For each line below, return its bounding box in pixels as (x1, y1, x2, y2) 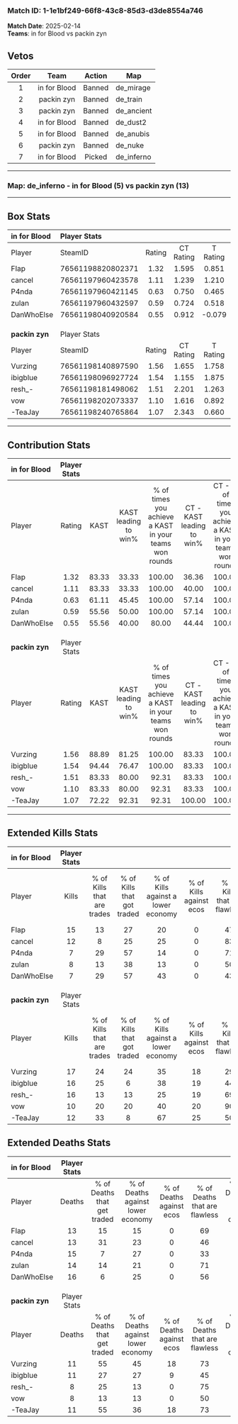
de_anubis (115, 129, 150, 139)
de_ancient (115, 106, 152, 116)
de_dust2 (115, 118, 147, 128)
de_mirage (115, 83, 151, 93)
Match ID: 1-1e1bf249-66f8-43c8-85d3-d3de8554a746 (7, 6, 203, 16)
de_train (115, 94, 143, 104)
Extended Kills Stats (7, 827, 98, 839)
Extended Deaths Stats (7, 1137, 111, 1149)
